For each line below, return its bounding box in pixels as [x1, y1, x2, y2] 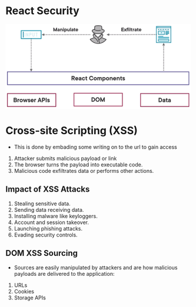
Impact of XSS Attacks [5, 184, 90, 195]
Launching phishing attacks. [14, 225, 83, 232]
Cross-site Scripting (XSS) [5, 124, 138, 138]
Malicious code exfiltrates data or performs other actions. [14, 167, 154, 174]
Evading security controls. [14, 231, 78, 238]
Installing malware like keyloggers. [14, 212, 98, 219]
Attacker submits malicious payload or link [14, 155, 117, 162]
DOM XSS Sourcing [5, 248, 78, 258]
